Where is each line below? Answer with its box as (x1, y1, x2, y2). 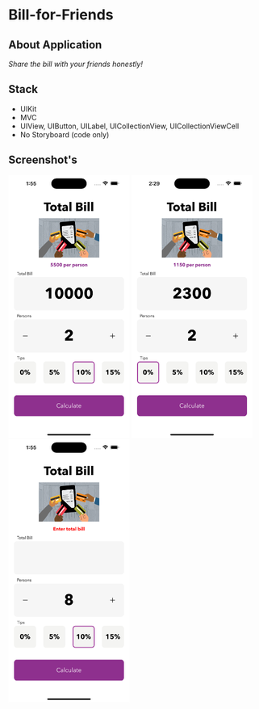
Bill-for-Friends (8, 6, 115, 24)
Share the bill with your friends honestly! (8, 59, 144, 69)
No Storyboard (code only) (19, 129, 110, 139)
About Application (8, 38, 102, 52)
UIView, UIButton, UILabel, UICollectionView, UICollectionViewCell (19, 121, 240, 131)
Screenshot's (8, 153, 78, 167)
